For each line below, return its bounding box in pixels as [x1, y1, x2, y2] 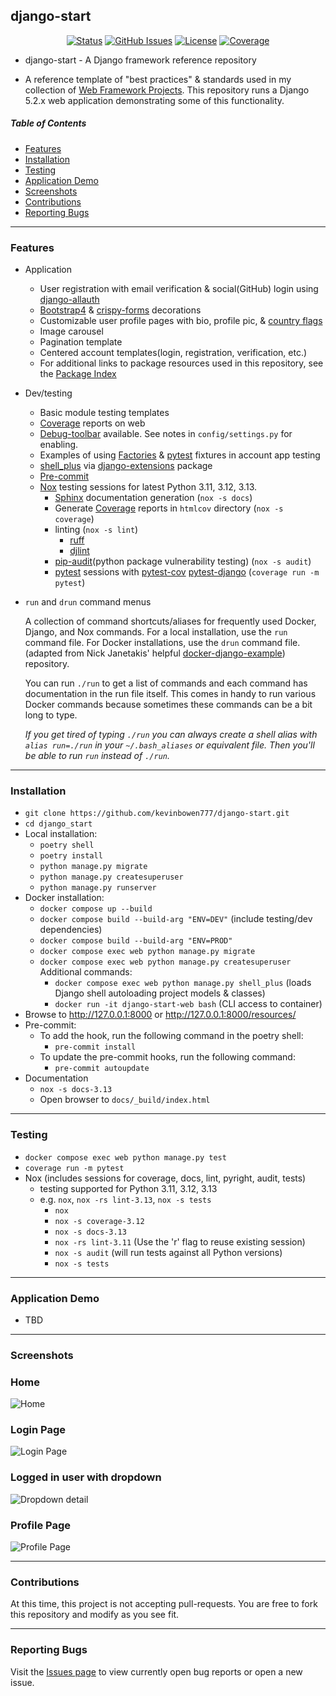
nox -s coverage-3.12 [54, 1216, 145, 1226]
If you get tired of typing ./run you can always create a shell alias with [24, 729, 318, 741]
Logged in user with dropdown [10, 1470, 162, 1484]
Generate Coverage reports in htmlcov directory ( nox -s [54, 502, 284, 514]
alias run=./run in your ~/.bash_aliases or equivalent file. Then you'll [24, 739, 315, 751]
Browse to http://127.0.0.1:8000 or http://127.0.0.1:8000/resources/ [24, 1009, 297, 1021]
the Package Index [39, 368, 117, 380]
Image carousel [39, 325, 104, 338]
